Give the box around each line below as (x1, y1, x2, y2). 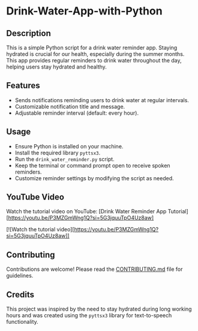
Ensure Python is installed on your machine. (14, 142, 124, 150)
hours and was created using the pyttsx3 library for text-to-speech (6, 312, 172, 319)
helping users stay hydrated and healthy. (6, 63, 107, 70)
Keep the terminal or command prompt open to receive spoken (14, 162, 170, 169)
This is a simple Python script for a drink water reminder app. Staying (6, 44, 178, 51)
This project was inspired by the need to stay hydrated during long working (6, 305, 192, 313)
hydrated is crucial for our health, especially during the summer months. (6, 50, 185, 58)
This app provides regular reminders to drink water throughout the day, (6, 57, 182, 64)
